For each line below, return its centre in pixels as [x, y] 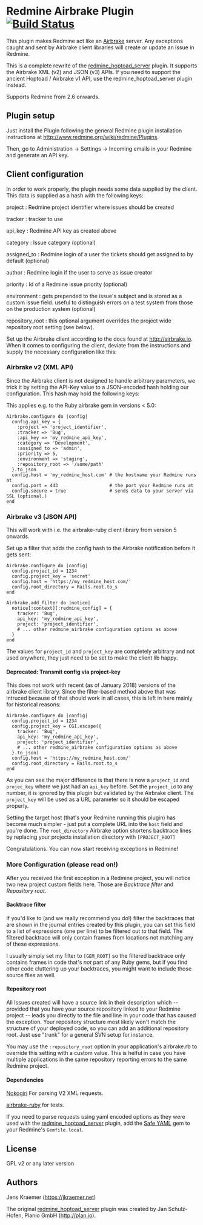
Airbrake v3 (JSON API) [42, 516]
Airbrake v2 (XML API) [40, 367]
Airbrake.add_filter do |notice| [48, 603]
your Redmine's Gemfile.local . [45, 1130]
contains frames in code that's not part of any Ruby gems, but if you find [97, 962]
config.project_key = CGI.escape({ [57, 726]
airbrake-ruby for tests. [35, 1105]
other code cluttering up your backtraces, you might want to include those [99, 968]
